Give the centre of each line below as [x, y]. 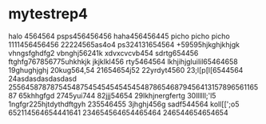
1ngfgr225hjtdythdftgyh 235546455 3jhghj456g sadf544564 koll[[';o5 [124, 104]
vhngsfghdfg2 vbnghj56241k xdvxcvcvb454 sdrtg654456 [103, 53]
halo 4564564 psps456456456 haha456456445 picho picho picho [119, 36]
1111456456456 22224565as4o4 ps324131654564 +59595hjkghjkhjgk [124, 44]
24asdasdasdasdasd [43, 78]
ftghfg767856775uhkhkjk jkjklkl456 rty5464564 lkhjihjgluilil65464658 [123, 62]
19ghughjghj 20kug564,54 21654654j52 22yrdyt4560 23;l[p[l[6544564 [126, 70]
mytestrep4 [48, 14]
